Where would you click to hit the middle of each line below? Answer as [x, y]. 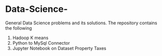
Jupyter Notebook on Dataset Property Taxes [59, 48]
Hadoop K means [30, 38]
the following [19, 28]
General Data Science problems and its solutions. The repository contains [81, 23]
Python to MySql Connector [41, 43]
